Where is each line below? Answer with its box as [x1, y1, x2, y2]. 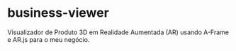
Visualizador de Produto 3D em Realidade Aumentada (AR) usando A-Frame [7, 28, 229, 36]
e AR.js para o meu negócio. [7, 35, 90, 43]
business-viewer [7, 5, 110, 21]
